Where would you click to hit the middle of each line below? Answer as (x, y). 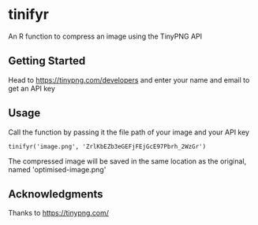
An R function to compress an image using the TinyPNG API (105, 36)
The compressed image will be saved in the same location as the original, (127, 161)
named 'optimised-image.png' (57, 169)
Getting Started (47, 61)
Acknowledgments (56, 194)
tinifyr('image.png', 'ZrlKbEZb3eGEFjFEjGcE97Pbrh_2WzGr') (107, 146)
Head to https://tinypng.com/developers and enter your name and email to (129, 79)
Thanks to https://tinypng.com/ (58, 213)
